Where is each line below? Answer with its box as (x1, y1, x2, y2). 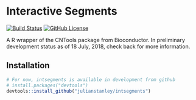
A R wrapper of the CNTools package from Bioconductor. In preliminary (6, 36, 186, 43)
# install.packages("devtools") (6, 82, 88, 88)
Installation (6, 60, 50, 71)
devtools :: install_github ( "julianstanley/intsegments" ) (6, 88, 151, 94)
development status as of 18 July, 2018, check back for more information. (6, 43, 191, 50)
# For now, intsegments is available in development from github (6, 76, 175, 83)
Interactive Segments (6, 4, 117, 18)
